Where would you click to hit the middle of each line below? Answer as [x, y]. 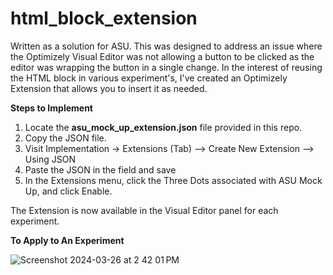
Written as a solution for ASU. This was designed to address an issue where [166, 46]
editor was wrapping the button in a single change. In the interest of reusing [166, 67]
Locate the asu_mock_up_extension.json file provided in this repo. [163, 127]
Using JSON [50, 159]
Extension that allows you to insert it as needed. [109, 88]
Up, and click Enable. [68, 191]
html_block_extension [104, 18]
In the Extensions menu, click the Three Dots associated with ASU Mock [173, 180]
